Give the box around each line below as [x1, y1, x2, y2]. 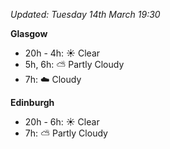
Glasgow [10, 28, 48, 39]
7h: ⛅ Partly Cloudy [24, 127, 108, 139]
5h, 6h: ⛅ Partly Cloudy [24, 59, 125, 70]
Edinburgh [10, 97, 55, 108]
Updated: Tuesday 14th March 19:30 [10, 9, 161, 20]
